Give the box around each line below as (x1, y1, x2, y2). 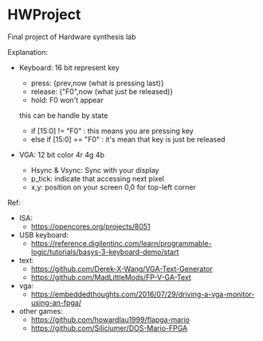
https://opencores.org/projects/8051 (30, 221, 151, 231)
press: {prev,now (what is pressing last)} (30, 78, 164, 88)
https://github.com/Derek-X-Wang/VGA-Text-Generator (30, 264, 213, 273)
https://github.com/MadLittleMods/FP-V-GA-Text (30, 272, 192, 282)
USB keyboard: (18, 229, 69, 240)
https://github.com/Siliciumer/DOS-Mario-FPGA (30, 323, 188, 332)
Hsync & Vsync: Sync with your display (30, 165, 159, 174)
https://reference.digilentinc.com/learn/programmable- (30, 238, 212, 248)
